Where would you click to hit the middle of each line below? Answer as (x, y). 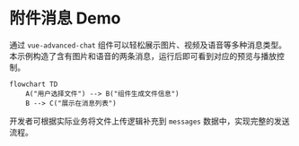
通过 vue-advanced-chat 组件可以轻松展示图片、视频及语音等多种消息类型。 (148, 45)
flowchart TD (34, 84)
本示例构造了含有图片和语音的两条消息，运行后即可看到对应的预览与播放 (143, 56)
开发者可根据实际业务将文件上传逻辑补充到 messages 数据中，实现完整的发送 (149, 121)
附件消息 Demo (65, 18)
